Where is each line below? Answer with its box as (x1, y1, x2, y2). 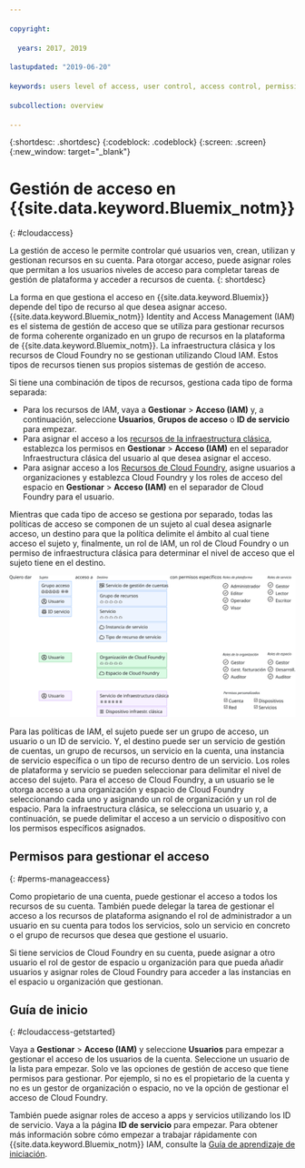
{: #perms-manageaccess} (9, 873, 111, 884)
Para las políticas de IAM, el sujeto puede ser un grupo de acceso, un (9, 726, 270, 737)
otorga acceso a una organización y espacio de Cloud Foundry (9, 783, 245, 795)
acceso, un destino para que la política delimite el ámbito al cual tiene (9, 529, 270, 539)
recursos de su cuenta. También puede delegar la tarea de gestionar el (9, 901, 275, 911)
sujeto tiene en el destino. (9, 558, 106, 569)
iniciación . (9, 1149, 48, 1160)
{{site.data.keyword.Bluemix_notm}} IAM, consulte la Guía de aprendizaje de (9, 1139, 296, 1150)
